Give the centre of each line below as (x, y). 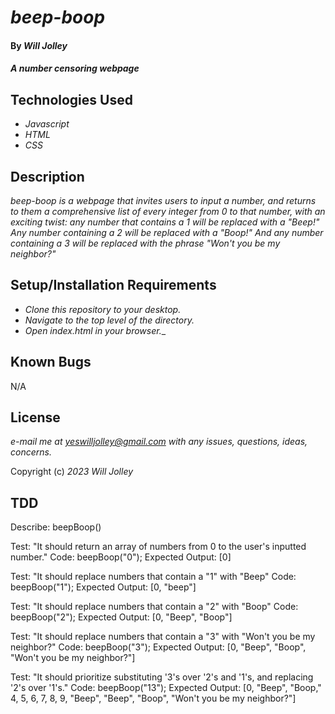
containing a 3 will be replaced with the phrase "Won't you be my (145, 243)
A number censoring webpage (75, 68)
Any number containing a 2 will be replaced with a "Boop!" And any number (167, 232)
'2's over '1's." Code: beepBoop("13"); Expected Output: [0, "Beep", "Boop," (166, 688)
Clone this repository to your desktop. (103, 309)
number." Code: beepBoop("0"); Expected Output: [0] (121, 557)
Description (47, 176)
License (35, 417)
